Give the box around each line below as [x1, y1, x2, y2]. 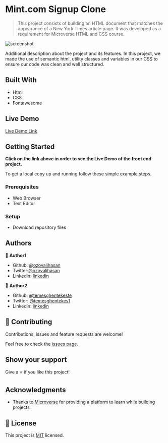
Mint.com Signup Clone [5, 4, 106, 15]
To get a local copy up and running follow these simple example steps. [5, 171, 152, 177]
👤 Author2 [5, 282, 28, 288]
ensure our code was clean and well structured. [5, 61, 104, 67]
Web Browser [12, 195, 41, 201]
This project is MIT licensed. [5, 432, 64, 438]
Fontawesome [12, 100, 42, 106]
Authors [5, 239, 32, 247]
